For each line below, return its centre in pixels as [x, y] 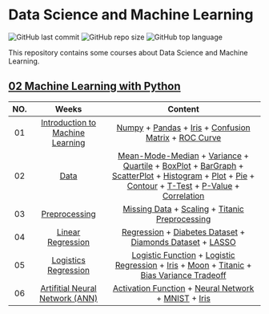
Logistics [68, 260]
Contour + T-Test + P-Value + [183, 186]
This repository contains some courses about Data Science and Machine [128, 52]
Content [184, 108]
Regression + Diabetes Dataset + [183, 232]
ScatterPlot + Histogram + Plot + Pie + [183, 176]
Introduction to [69, 122]
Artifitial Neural [69, 288]
